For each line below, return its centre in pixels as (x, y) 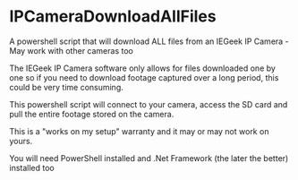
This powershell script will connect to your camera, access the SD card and (149, 104)
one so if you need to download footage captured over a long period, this (144, 77)
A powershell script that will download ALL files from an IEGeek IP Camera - (149, 41)
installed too (32, 167)
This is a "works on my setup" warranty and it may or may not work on (139, 131)
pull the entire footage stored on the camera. (92, 114)
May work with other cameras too (72, 50)
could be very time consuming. (66, 87)
